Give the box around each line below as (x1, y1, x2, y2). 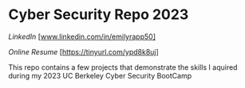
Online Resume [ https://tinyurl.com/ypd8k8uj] (8, 47, 160, 56)
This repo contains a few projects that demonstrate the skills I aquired (8, 62, 238, 72)
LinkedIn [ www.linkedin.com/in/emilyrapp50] (8, 32, 156, 41)
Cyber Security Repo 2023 (8, 6, 189, 24)
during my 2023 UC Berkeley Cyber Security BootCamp (8, 71, 192, 80)
